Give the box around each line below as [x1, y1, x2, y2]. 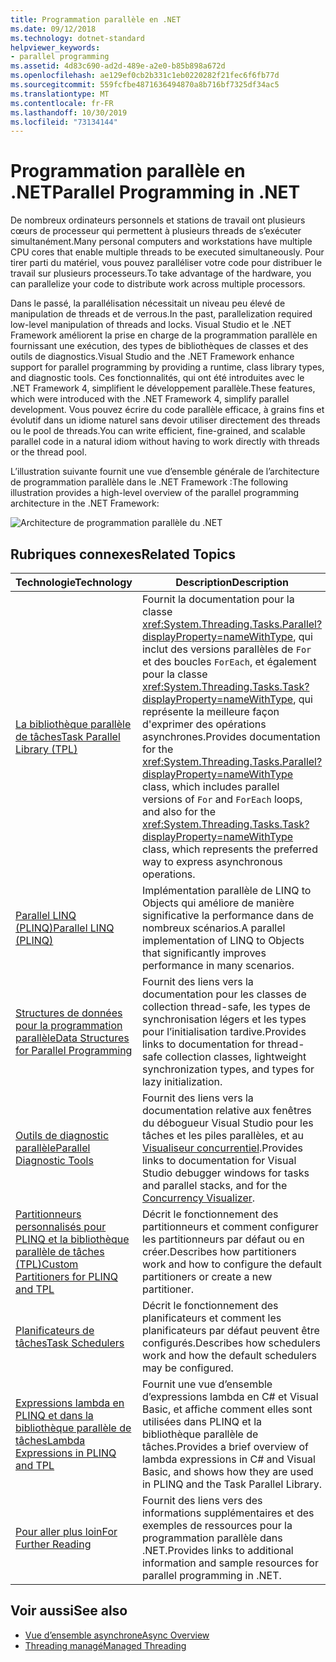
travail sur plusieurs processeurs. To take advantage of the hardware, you [10, 267, 312, 280]
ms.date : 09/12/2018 [10, 24, 97, 34]
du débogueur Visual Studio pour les [141, 1116, 314, 1130]
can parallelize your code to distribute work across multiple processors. [10, 278, 306, 290]
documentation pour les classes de [141, 987, 307, 1001]
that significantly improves [141, 946, 267, 960]
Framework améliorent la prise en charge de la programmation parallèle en [10, 329, 318, 341]
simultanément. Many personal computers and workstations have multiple [10, 236, 313, 248]
